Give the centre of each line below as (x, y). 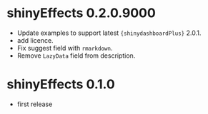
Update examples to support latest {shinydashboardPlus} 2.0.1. (109, 33)
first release (35, 104)
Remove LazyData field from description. (76, 56)
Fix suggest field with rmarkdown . (65, 48)
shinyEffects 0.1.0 (61, 84)
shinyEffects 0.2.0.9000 (81, 13)
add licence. (35, 40)
